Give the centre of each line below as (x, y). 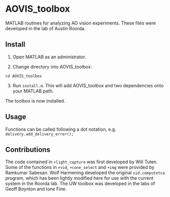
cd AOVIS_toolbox (24, 76)
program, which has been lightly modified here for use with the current (79, 178)
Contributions (28, 149)
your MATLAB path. (33, 91)
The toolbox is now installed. (35, 101)
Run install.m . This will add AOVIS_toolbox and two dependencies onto (88, 85)
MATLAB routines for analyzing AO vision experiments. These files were (81, 23)
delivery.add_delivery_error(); (39, 134)
